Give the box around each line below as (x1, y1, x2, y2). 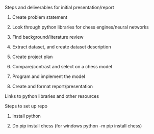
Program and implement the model (12, 73, 85, 79)
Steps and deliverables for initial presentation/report (5, 5, 114, 10)
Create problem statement (12, 14, 67, 20)
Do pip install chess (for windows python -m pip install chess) (12, 123, 142, 129)
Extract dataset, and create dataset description (12, 44, 111, 50)
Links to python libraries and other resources (5, 93, 99, 99)
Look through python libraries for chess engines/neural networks (12, 24, 149, 30)
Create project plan (12, 53, 53, 60)
